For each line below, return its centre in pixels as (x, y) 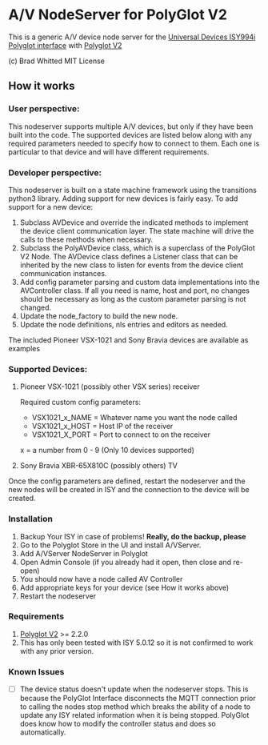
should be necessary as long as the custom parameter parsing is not (133, 298)
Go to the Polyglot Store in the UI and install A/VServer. (110, 545)
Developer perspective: (55, 172)
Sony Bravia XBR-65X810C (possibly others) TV (98, 466)
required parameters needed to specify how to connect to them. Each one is (134, 143)
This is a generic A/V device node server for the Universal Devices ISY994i (132, 37)
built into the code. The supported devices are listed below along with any (130, 134)
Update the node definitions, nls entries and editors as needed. (124, 324)
